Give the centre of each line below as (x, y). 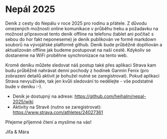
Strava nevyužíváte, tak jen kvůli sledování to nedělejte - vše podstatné (79, 81)
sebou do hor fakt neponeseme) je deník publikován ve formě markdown (81, 39)
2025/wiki (23, 101)
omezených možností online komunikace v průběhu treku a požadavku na (82, 28)
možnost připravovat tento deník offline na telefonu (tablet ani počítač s (79, 34)
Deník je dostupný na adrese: (43, 96)
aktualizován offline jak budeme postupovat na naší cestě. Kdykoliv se (78, 50)
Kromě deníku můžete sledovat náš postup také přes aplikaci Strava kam (81, 65)
